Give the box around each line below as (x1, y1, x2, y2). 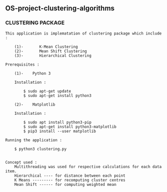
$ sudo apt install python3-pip (23, 119, 92, 125)
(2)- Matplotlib (14, 102, 56, 107)
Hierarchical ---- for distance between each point (14, 173, 126, 178)
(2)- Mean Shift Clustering (14, 48, 87, 54)
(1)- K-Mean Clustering (14, 44, 78, 49)
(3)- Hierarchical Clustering (14, 53, 92, 58)
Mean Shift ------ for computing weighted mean (14, 182, 116, 187)
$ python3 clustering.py (14, 146, 67, 151)
